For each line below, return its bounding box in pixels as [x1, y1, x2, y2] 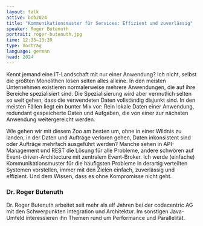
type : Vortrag [6, 43, 42, 49]
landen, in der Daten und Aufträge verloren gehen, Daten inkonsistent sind [6, 134, 192, 141]
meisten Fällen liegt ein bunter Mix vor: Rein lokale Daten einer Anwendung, [6, 102, 195, 110]
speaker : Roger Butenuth [6, 25, 69, 32]
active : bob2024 [6, 15, 47, 21]
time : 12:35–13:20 [6, 37, 53, 43]
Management [6, 147, 39, 154]
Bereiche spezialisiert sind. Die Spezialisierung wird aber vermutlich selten [6, 90, 192, 97]
